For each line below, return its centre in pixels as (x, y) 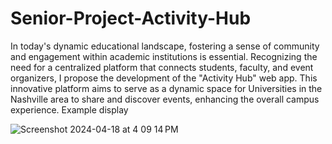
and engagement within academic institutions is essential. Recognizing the (164, 56)
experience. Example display (69, 109)
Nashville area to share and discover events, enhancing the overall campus (165, 99)
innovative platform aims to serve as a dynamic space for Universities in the (166, 88)
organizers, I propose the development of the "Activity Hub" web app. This (164, 78)
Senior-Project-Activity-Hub (131, 18)
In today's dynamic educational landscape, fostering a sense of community (165, 46)
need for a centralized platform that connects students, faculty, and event (162, 67)
